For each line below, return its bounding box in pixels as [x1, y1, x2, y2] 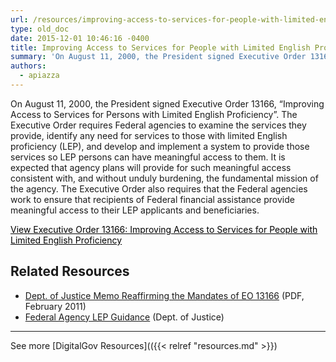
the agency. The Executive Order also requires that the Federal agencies [10, 182, 308, 195]
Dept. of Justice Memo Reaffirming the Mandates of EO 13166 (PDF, [24, 289, 305, 301]
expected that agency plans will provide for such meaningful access [10, 161, 292, 173]
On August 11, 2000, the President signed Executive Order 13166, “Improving [10, 97, 325, 110]
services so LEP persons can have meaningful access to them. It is [10, 151, 286, 163]
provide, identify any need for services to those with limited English [10, 129, 288, 141]
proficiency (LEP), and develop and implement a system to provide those [10, 140, 310, 152]
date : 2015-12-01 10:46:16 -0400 [10, 33, 150, 43]
